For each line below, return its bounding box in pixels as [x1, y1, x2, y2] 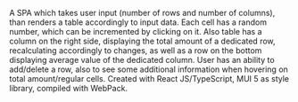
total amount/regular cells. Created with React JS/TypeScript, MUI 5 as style [9, 74, 290, 83]
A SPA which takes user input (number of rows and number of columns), [9, 8, 276, 18]
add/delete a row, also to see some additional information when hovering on [9, 64, 288, 75]
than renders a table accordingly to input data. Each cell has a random [9, 17, 268, 27]
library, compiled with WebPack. [9, 83, 128, 93]
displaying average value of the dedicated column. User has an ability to [9, 55, 275, 65]
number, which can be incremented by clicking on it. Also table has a [9, 27, 262, 36]
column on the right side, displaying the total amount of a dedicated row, [9, 35, 276, 46]
